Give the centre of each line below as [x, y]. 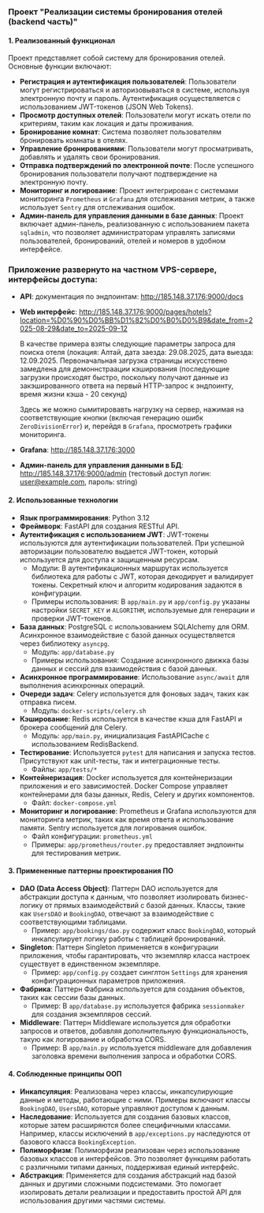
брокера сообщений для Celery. [73, 727]
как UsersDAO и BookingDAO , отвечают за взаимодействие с [117, 913]
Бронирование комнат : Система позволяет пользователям [121, 132]
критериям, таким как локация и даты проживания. [107, 124]
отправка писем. [48, 702]
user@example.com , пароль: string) [78, 482]
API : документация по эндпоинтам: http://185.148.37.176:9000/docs [132, 297]
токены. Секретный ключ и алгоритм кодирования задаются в [137, 584]
